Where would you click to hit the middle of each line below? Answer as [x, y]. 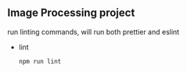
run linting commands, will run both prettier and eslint [93, 31]
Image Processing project [71, 13]
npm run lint [40, 61]
